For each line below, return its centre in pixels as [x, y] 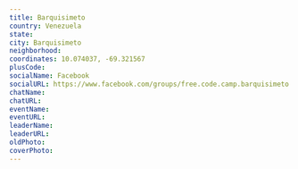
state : [21, 34]
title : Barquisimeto [48, 17]
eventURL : [28, 117]
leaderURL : [29, 134]
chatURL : [25, 101]
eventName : [29, 109]
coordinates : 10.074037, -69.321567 [77, 59]
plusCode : [28, 68]
